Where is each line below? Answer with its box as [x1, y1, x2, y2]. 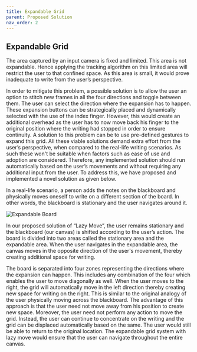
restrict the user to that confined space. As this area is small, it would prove [6, 70, 190, 77]
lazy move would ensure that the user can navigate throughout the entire [6, 334, 183, 341]
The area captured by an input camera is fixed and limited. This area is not [6, 57, 187, 64]
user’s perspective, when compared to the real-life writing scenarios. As [6, 144, 182, 151]
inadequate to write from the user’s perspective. [6, 76, 123, 83]
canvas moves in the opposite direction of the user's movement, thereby [6, 247, 182, 255]
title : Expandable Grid [6, 8, 65, 15]
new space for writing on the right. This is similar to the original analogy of [6, 290, 187, 297]
